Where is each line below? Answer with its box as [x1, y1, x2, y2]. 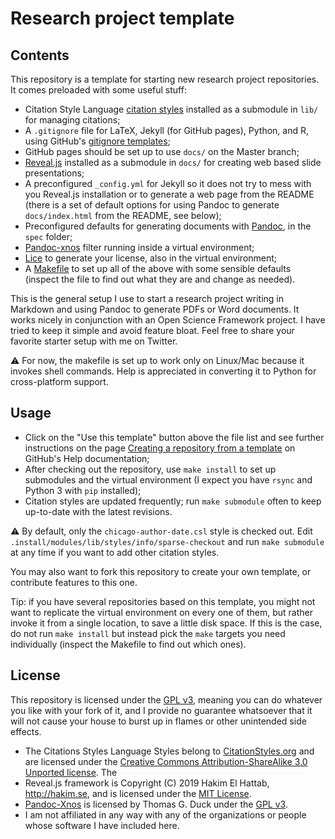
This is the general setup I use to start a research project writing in [10, 293, 284, 304]
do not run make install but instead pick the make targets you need [10, 627, 286, 639]
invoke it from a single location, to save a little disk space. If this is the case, [10, 617, 323, 629]
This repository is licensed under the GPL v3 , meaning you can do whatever [10, 693, 323, 706]
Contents [10, 47, 70, 64]
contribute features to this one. [10, 576, 138, 588]
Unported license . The [24, 766, 118, 778]
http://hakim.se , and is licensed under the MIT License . [24, 787, 252, 799]
